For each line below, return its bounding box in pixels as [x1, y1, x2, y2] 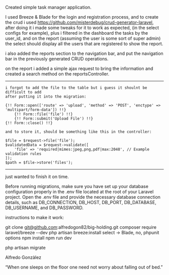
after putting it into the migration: [5, 94, 87, 99]
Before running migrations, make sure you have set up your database [5, 184, 148, 189]
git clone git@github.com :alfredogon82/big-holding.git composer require [5, 224, 157, 230]
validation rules [5, 151, 42, 156]
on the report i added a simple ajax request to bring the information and [5, 65, 153, 71]
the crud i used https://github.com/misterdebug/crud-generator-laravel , [5, 20, 154, 25]
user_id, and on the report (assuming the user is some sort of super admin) [5, 35, 161, 41]
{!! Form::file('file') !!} [14, 112, 73, 117]
